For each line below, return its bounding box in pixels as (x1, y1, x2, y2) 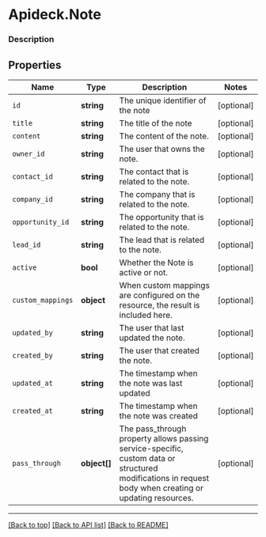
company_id (12, 195, 53, 203)
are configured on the (119, 289, 200, 301)
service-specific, (119, 443, 184, 454)
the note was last (119, 377, 183, 388)
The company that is (119, 188, 196, 199)
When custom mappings (119, 279, 210, 290)
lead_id (12, 240, 41, 249)
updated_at (12, 378, 53, 388)
